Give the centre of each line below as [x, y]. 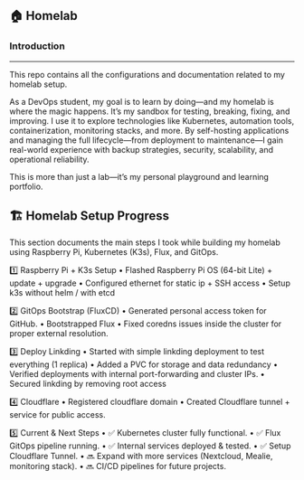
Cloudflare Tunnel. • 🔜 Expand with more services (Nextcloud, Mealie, [141, 456]
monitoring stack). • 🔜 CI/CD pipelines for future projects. [118, 466]
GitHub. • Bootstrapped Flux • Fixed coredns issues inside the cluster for [146, 324]
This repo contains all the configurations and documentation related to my [147, 74]
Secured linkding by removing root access [88, 383]
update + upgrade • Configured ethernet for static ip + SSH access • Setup [150, 283]
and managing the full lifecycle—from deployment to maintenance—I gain [146, 140]
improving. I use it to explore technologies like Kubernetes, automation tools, [152, 120]
